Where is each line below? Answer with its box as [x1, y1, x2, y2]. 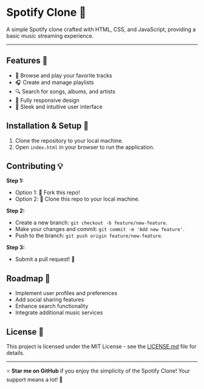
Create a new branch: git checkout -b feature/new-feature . [15, 219, 168, 226]
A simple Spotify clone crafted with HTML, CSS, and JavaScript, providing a [6, 26, 196, 33]
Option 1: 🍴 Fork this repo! [15, 189, 80, 196]
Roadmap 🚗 [6, 273, 50, 284]
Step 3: [6, 244, 25, 251]
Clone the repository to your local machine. [15, 137, 123, 144]
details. [6, 349, 25, 356]
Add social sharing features [15, 296, 84, 304]
